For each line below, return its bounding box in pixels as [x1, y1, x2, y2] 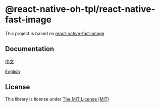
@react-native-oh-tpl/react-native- [5, 3, 156, 15]
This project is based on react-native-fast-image [5, 30, 105, 36]
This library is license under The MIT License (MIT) [5, 96, 109, 102]
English [5, 68, 20, 74]
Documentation [5, 45, 54, 53]
